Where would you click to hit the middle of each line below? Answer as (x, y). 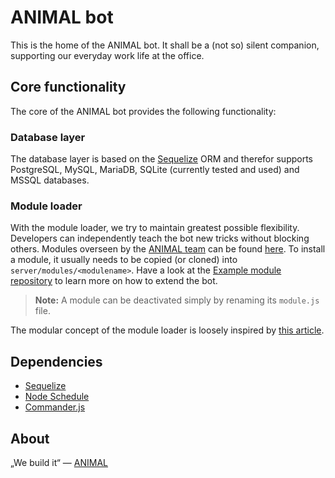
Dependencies (56, 361)
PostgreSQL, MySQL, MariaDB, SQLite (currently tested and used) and (155, 170)
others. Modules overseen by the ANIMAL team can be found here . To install (168, 249)
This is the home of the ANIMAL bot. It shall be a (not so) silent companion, (165, 45)
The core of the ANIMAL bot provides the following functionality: (143, 111)
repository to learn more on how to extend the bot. (114, 281)
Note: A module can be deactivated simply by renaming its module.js (177, 300)
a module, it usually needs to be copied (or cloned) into (124, 260)
